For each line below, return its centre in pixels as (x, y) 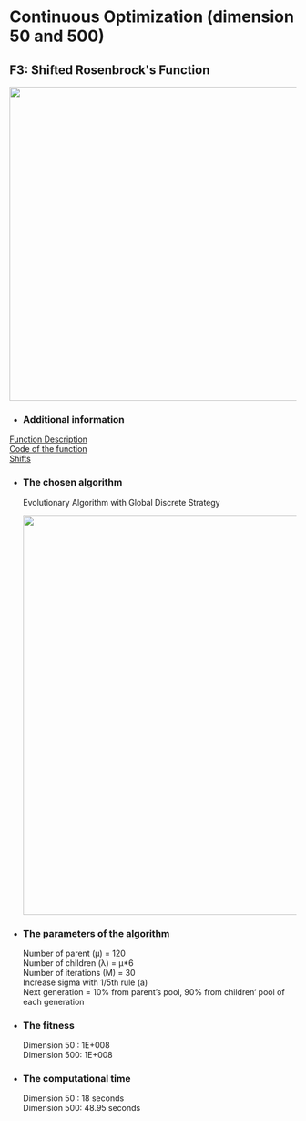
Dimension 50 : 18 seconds (73, 1098)
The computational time (76, 1079)
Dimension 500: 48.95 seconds (82, 1108)
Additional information (73, 419)
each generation (53, 1001)
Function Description (49, 439)
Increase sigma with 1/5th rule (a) (85, 982)
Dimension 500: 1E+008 (68, 1055)
